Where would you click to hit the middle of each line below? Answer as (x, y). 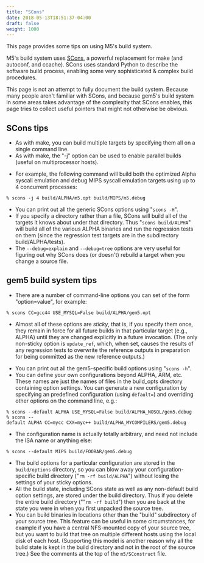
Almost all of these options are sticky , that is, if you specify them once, (104, 324)
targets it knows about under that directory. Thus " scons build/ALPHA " (103, 223)
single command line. (42, 149)
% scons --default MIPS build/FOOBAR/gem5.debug (69, 451)
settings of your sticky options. (54, 482)
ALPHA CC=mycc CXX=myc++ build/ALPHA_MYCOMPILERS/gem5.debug (107, 422)
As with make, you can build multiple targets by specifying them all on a (105, 143)
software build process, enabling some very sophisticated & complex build (100, 71)
